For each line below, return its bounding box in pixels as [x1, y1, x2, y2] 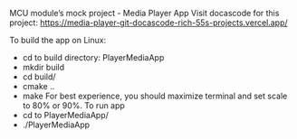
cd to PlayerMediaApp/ [22, 110, 109, 120]
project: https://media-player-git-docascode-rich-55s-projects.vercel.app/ [9, 17, 288, 28]
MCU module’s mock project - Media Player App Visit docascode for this [9, 8, 280, 18]
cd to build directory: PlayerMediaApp [22, 52, 165, 62]
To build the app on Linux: [9, 35, 107, 45]
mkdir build [22, 62, 65, 72]
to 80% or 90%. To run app [22, 100, 125, 111]
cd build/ [22, 71, 56, 82]
